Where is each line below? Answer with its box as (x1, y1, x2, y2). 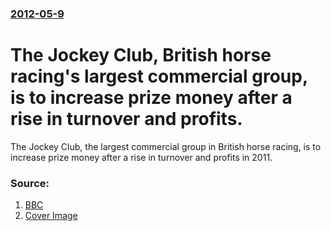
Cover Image (24, 210, 78, 222)
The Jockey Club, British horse (10, 44, 272, 67)
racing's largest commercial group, (10, 65, 308, 88)
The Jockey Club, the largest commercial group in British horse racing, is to (10, 140, 322, 152)
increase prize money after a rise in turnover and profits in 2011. (10, 151, 273, 163)
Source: (10, 176, 50, 190)
